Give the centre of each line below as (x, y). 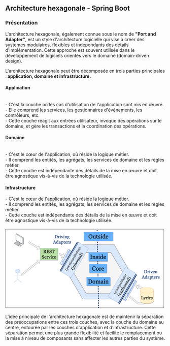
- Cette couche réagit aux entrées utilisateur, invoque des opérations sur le (83, 120)
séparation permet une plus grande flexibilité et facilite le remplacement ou (84, 333)
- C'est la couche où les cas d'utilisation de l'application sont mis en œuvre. (84, 104)
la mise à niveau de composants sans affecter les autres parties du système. (85, 338)
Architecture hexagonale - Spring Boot (68, 8)
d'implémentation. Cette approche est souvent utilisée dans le (70, 50)
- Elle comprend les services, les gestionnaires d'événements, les (74, 110)
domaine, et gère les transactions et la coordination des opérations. (76, 126)
